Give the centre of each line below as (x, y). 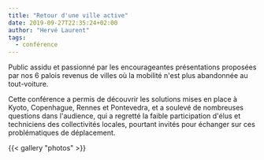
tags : (17, 37)
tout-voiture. (28, 84)
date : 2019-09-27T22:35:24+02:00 (63, 23)
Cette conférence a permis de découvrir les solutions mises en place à (123, 99)
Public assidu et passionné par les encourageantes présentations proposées (132, 67)
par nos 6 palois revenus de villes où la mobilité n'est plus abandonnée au (128, 76)
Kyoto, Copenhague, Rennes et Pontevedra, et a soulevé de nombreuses (126, 108)
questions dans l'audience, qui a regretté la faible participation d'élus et (125, 116)
